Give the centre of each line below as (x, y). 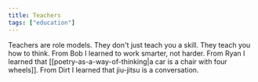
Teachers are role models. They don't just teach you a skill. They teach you (129, 45)
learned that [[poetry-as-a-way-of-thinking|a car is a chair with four (118, 61)
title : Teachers (35, 15)
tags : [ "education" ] (42, 23)
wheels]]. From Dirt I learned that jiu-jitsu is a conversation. (104, 70)
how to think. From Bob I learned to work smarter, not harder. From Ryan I (127, 53)
